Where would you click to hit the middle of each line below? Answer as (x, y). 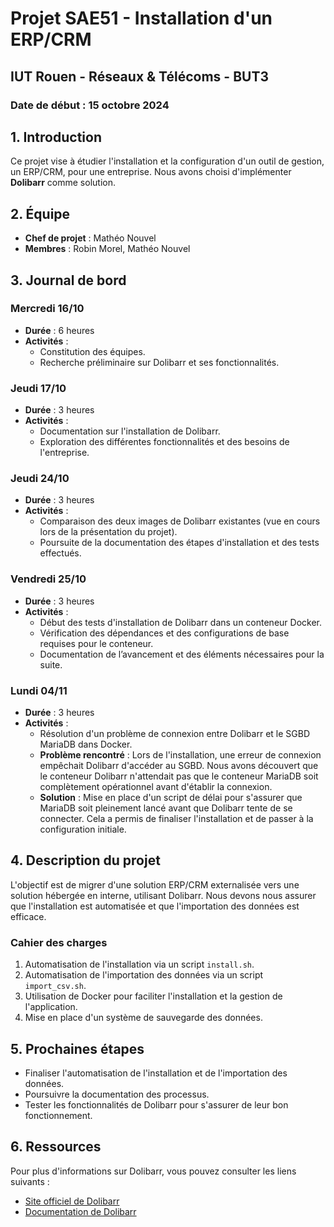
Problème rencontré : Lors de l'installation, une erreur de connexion (180, 755)
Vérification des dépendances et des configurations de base (164, 633)
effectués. (60, 553)
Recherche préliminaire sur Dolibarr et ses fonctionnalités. (159, 362)
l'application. (51, 1007)
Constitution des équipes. (92, 351)
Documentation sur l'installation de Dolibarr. (130, 431)
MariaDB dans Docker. (86, 744)
